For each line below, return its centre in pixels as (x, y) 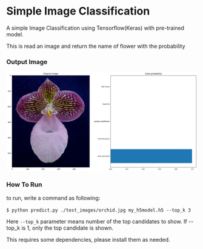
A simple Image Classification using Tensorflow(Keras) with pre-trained (95, 28)
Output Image (27, 62)
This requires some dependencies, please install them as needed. (88, 239)
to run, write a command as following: (53, 198)
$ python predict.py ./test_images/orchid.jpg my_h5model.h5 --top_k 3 (98, 210)
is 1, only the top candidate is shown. (67, 228)
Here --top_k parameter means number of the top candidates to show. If (97, 221)
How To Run (24, 185)
